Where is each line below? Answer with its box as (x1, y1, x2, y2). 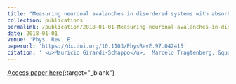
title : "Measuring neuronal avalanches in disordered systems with (7, 10, 209, 17)
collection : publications (7, 17, 83, 24)
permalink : (7, 23, 39, 30)
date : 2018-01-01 (7, 29, 58, 37)
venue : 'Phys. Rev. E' (7, 36, 74, 43)
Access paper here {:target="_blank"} (7, 68, 115, 77)
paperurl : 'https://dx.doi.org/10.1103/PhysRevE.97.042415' (7, 43, 188, 50)
